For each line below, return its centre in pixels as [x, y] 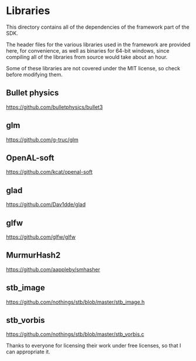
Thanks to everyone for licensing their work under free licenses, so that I [94, 346]
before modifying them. [35, 74]
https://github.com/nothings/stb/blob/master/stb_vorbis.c [75, 334]
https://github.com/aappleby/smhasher [53, 269]
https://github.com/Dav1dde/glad [46, 204]
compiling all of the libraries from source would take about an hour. [87, 57]
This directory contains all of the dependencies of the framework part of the [98, 27]
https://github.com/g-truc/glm [42, 139]
